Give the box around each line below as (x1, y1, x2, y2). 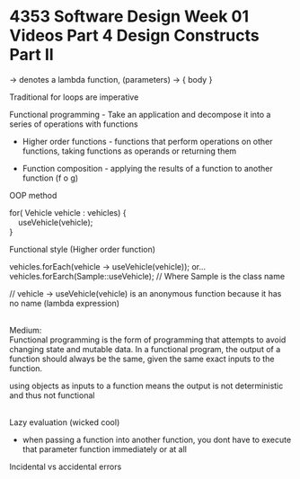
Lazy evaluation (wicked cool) (9, 416, 120, 428)
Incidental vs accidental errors (9, 461, 122, 472)
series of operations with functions (9, 119, 138, 129)
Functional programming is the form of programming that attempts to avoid (9, 334, 287, 345)
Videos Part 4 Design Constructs (9, 25, 260, 46)
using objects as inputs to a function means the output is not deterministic (9, 380, 284, 391)
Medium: (9, 324, 42, 335)
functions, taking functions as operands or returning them (22, 146, 237, 156)
